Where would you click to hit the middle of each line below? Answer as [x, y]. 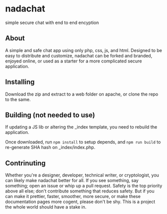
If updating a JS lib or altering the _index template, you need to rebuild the [81, 127]
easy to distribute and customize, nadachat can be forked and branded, [79, 55]
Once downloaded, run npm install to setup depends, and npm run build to [83, 142]
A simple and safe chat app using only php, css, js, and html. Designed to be [83, 50]
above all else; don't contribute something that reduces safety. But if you [80, 191]
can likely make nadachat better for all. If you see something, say [72, 180]
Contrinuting [25, 163]
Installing [20, 82]
